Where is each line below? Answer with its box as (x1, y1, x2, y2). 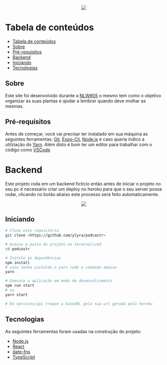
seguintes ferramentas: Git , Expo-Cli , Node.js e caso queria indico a (5, 136, 145, 142)
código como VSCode (5, 147, 51, 153)
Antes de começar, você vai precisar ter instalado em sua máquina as (5, 131, 148, 137)
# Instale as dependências (5, 255, 61, 260)
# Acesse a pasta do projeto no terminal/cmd (5, 242, 101, 247)
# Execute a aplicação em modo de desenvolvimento (5, 278, 113, 284)
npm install (5, 260, 30, 265)
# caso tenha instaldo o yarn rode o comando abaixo (5, 265, 117, 270)
